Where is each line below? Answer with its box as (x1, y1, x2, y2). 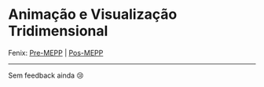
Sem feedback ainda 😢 (8, 71, 84, 80)
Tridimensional (8, 22, 108, 40)
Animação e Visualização (8, 5, 178, 24)
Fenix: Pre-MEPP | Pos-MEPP (8, 48, 104, 57)
